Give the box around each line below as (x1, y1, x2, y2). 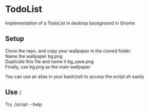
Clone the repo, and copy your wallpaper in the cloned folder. (5, 47, 131, 53)
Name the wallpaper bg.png (5, 53, 62, 59)
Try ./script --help (5, 101, 42, 107)
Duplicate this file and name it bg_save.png (5, 58, 94, 64)
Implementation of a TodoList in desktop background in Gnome (5, 20, 135, 26)
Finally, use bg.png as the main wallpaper (5, 63, 91, 69)
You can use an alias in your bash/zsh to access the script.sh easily (5, 73, 144, 79)
